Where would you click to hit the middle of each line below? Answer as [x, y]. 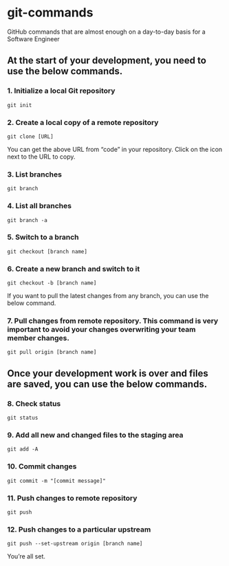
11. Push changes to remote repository [72, 498]
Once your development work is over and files [108, 373]
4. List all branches [40, 206]
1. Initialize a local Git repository [61, 91]
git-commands [50, 13]
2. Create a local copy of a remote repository [83, 122]
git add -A [23, 449]
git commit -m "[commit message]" [57, 481]
